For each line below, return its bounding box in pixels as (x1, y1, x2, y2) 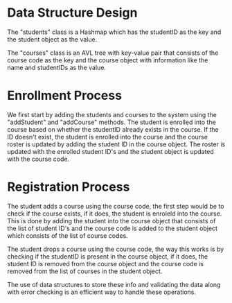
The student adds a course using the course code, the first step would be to (7, 202, 224, 210)
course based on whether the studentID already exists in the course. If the (7, 125, 220, 133)
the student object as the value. (7, 35, 98, 43)
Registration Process (7, 179, 130, 195)
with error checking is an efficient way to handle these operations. (7, 288, 196, 296)
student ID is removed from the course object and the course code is (7, 259, 204, 268)
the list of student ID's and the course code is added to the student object (7, 224, 218, 232)
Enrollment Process (7, 88, 123, 103)
